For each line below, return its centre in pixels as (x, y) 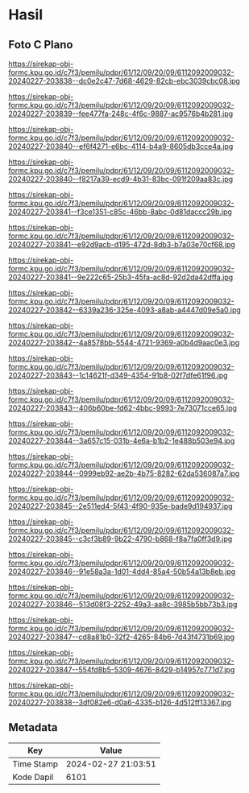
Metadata (33, 727)
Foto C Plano (41, 45)
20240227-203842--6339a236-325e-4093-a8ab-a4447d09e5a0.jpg (125, 310)
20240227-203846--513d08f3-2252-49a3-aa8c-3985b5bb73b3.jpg (123, 604)
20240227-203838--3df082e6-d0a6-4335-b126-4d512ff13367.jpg (120, 702)
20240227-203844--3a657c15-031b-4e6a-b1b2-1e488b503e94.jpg (122, 441)
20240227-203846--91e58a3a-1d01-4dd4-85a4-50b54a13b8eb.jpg (122, 572)
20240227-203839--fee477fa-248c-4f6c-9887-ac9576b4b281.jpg (121, 114)
